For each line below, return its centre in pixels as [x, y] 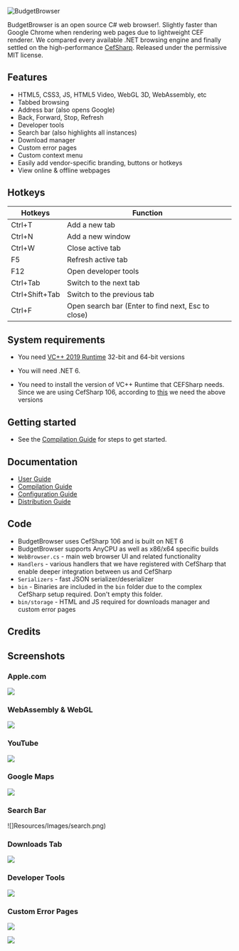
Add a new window [99, 237]
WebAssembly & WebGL [50, 710]
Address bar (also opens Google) [66, 110]
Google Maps [31, 776]
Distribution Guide [44, 502]
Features [27, 77]
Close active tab [94, 248]
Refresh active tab [97, 259]
